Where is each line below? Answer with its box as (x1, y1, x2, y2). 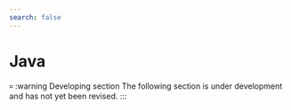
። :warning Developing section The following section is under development (9, 81, 283, 91)
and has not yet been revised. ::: (9, 90, 127, 101)
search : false (9, 12, 62, 22)
